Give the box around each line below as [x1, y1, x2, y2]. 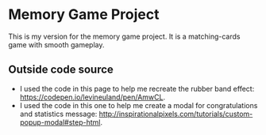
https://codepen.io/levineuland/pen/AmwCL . [19, 92, 165, 102]
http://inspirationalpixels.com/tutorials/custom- [98, 109, 253, 118]
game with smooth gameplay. [8, 39, 105, 49]
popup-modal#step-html [19, 117, 101, 127]
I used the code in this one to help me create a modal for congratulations [19, 100, 258, 110]
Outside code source [8, 63, 114, 77]
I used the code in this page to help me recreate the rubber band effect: [19, 84, 255, 93]
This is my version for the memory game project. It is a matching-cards [8, 32, 241, 41]
